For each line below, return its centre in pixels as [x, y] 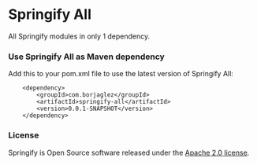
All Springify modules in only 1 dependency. [79, 36]
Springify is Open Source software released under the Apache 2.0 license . [129, 152]
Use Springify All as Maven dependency [87, 57]
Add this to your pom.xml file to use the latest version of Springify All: [121, 74]
